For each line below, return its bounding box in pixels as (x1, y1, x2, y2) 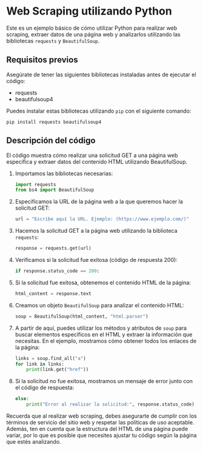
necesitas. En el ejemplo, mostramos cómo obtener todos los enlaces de (15, 337, 197, 344)
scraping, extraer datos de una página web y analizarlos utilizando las (6, 30, 181, 38)
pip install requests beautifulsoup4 (6, 119, 102, 125)
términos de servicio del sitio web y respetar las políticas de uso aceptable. (6, 419, 195, 426)
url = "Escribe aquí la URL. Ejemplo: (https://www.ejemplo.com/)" (15, 216, 189, 222)
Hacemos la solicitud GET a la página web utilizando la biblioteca (15, 227, 178, 235)
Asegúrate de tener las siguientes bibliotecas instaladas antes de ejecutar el (6, 71, 196, 78)
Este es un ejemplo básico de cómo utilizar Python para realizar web (6, 24, 178, 32)
